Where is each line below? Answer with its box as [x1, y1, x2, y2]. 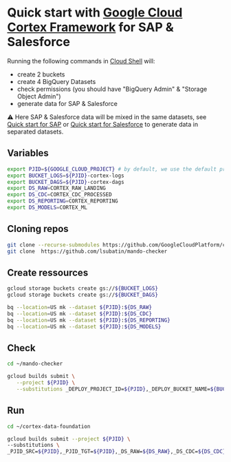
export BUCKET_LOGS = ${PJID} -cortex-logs [7, 172, 125, 179]
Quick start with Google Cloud [7, 5, 183, 21]
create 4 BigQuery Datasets [16, 77, 96, 85]
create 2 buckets [16, 70, 65, 78]
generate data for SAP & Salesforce [16, 99, 118, 107]
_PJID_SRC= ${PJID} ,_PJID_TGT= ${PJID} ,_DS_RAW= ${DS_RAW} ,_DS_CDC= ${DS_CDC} [7, 448, 226, 455]
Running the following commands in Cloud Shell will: [7, 56, 155, 65]
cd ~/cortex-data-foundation [7, 423, 91, 430]
